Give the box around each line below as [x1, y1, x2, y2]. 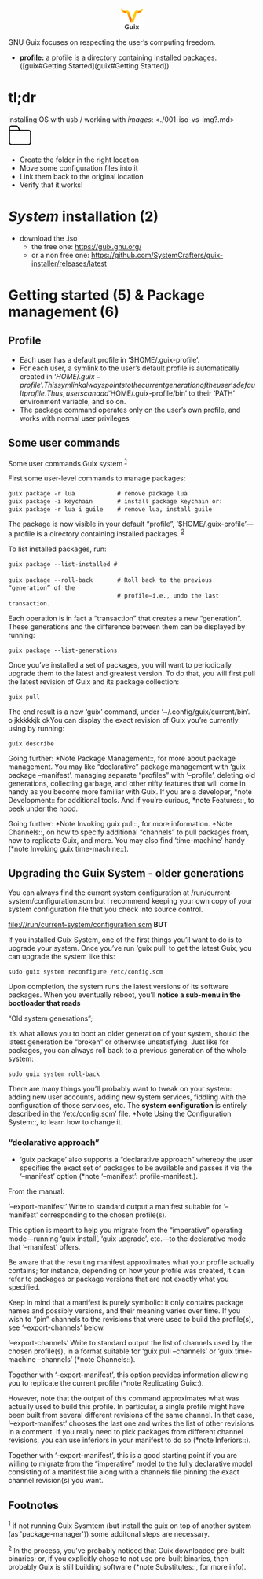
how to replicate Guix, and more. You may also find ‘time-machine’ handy [8, 836, 245, 845]
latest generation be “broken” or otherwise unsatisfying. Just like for [8, 1037, 229, 1047]
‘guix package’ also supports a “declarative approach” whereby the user [19, 1155, 254, 1165]
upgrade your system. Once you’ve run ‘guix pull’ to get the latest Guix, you [8, 943, 252, 952]
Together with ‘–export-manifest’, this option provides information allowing [8, 1370, 249, 1379]
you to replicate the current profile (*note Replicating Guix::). [8, 1378, 204, 1388]
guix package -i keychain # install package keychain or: [8, 498, 223, 506]
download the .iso [19, 234, 78, 243]
